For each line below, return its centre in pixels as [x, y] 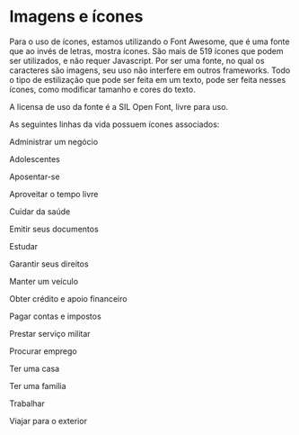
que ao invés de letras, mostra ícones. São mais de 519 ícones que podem [147, 50]
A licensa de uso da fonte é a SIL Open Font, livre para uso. [119, 106]
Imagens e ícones [76, 17]
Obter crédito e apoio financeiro [68, 298]
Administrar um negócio [54, 141]
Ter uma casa [35, 368]
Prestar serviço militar [50, 333]
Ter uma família [38, 385]
